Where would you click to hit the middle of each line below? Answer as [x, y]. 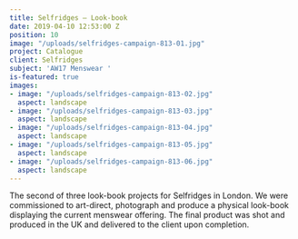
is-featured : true [44, 77]
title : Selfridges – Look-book [69, 18]
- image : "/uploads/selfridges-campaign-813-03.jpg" [111, 111]
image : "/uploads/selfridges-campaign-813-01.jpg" [107, 43]
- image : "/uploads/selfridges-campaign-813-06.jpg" [111, 161]
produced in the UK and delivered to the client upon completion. [129, 224]
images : [24, 85]
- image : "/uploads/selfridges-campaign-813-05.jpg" [111, 144]
